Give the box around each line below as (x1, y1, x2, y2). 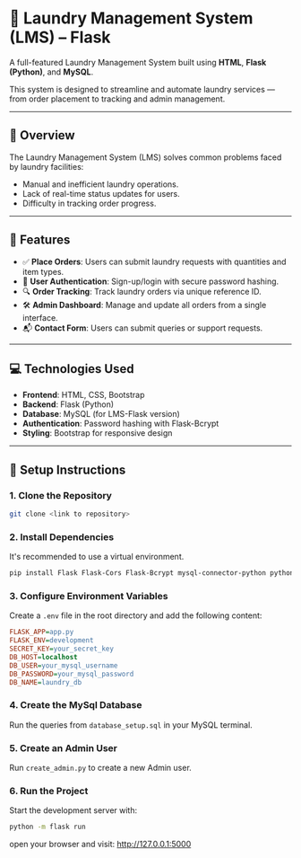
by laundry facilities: (9, 161, 84, 172)
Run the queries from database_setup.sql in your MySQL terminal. (9, 719, 253, 730)
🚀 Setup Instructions (9, 462, 126, 477)
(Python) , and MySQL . (9, 66, 94, 77)
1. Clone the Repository (9, 489, 112, 501)
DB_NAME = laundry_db (9, 677, 82, 686)
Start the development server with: (9, 805, 137, 816)
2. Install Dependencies (9, 530, 115, 543)
